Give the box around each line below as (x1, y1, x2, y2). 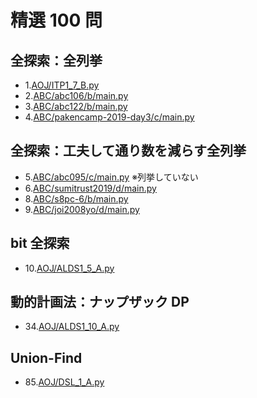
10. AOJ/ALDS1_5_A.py (24, 262, 115, 274)
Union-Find (10, 349, 83, 366)
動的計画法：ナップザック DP (10, 294, 190, 311)
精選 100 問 (10, 9, 103, 32)
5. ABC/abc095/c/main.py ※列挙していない (24, 171, 199, 183)
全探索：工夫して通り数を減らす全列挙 (10, 142, 247, 160)
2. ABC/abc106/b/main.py (24, 90, 129, 101)
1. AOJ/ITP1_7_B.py (24, 79, 100, 91)
